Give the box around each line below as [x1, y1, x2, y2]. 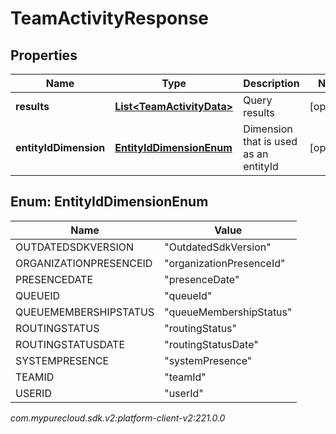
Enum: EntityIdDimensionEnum [10, 193, 209, 211]
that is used [243, 135, 298, 148]
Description [243, 77, 300, 90]
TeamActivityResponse [10, 7, 210, 30]
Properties [10, 47, 78, 64]
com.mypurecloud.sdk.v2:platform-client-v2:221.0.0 [10, 412, 226, 424]
